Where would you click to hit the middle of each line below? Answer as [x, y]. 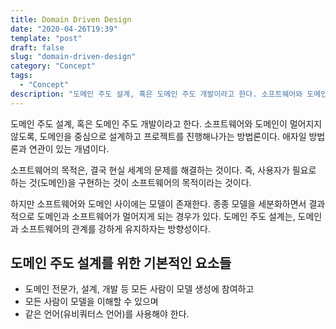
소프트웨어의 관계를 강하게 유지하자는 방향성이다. [115, 228]
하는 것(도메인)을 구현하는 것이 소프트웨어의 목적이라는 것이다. [131, 182]
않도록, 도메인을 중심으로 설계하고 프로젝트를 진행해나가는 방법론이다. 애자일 [158, 136]
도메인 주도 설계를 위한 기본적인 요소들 [121, 263]
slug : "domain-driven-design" [73, 57]
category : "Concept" [53, 66]
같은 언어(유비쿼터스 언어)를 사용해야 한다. [107, 314]
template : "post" [46, 38]
